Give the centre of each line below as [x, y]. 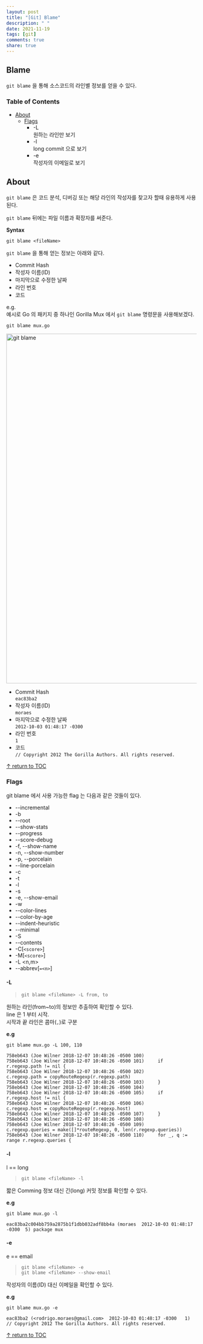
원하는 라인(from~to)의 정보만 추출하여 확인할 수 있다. [70, 1007]
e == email [20, 1256]
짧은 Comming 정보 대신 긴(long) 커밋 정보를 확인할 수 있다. [77, 1190]
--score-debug [34, 840]
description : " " [28, 23]
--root [23, 821]
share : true [21, 46]
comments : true [25, 40]
